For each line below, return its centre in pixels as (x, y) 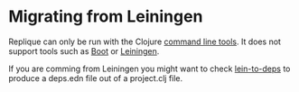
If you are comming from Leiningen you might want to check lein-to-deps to (149, 69)
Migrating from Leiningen (106, 17)
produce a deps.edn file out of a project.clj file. (96, 78)
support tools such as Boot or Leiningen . (84, 51)
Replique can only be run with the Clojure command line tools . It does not (145, 41)
